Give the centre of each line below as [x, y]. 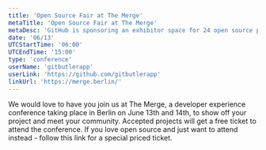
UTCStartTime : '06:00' [46, 45]
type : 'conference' [40, 60]
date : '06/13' [32, 37]
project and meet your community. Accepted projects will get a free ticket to [133, 121]
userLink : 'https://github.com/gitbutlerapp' [84, 74]
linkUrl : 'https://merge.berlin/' [65, 81]
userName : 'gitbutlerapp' [51, 67]
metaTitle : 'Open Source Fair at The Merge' [83, 23]
